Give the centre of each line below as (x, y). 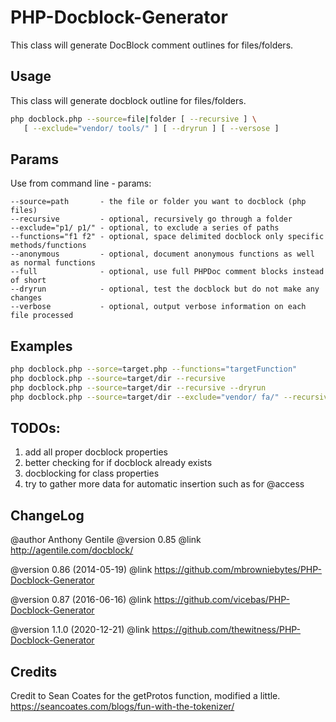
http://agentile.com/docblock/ (72, 550)
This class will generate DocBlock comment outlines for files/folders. (152, 45)
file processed (42, 316)
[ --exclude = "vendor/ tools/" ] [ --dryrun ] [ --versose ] (151, 128)
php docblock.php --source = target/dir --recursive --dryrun (138, 387)
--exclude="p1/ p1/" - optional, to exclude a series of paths (145, 228)
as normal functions (53, 263)
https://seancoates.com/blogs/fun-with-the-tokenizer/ (122, 707)
